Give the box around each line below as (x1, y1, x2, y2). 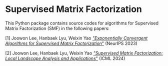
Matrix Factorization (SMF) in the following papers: (5, 25, 110, 31)
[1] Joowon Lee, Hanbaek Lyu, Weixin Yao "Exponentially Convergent (5, 35, 148, 41)
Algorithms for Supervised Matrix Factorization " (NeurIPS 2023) (5, 40, 137, 46)
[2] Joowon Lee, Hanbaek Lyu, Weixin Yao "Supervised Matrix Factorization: (5, 50, 163, 56)
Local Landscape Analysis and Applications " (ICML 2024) (5, 55, 125, 61)
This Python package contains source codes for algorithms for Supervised (5, 20, 159, 26)
